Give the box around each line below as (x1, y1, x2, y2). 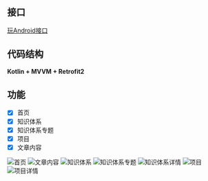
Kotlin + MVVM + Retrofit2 (7, 67, 85, 75)
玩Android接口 (7, 26, 48, 35)
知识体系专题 (17, 126, 54, 134)
